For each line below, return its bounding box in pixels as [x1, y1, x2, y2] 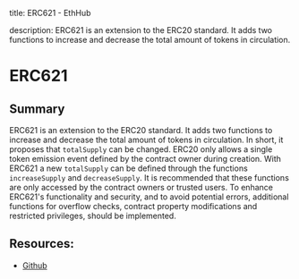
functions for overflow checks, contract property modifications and [9, 201, 258, 211]
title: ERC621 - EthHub [9, 8, 91, 18]
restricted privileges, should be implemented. [9, 210, 176, 221]
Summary [9, 101, 65, 116]
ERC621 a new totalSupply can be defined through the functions [9, 163, 248, 173]
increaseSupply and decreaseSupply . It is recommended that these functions [9, 173, 289, 182]
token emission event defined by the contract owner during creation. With [9, 154, 282, 164]
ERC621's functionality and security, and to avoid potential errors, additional [9, 191, 289, 202]
